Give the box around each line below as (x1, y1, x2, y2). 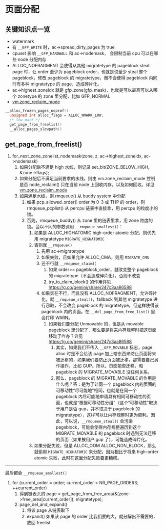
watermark (12, 38, 34, 44)
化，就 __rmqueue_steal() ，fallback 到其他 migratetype (41, 296, 152, 302)
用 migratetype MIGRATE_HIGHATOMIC (34, 236, 105, 242)
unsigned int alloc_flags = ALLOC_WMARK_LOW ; (9, 113, 104, 118)
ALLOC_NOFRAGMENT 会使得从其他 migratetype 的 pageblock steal (12, 63, 150, 68)
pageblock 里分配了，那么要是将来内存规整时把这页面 (48, 327, 157, 333)
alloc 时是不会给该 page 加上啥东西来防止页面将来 (56, 351, 156, 357)
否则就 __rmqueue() (34, 242, 72, 248)
